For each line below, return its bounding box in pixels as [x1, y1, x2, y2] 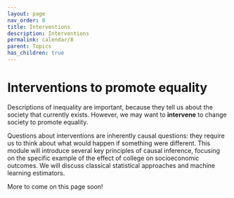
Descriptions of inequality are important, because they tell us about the [7, 103, 213, 111]
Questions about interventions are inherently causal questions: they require [7, 131, 225, 140]
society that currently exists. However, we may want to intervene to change [7, 110, 227, 119]
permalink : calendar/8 [7, 37, 74, 44]
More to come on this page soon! [7, 182, 103, 190]
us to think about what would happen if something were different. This [7, 138, 211, 147]
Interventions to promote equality [7, 80, 208, 95]
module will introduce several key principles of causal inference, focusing [7, 146, 220, 154]
